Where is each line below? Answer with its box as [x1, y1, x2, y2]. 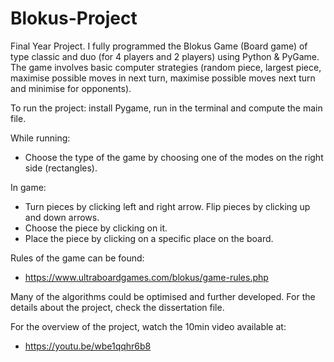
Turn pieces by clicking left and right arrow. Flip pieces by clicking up [24, 200, 311, 212]
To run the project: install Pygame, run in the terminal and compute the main [10, 102, 323, 114]
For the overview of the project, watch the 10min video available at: [10, 320, 287, 332]
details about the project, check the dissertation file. [10, 301, 225, 313]
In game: [10, 181, 47, 193]
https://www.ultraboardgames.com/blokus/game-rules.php [24, 271, 269, 283]
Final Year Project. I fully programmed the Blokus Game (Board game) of [10, 40, 308, 52]
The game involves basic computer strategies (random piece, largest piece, [10, 61, 322, 73]
